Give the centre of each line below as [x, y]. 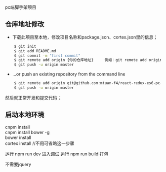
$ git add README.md [35, 51]
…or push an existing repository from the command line [69, 74]
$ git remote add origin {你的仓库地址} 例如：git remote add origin [88, 60]
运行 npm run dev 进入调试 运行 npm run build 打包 [57, 154]
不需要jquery [18, 164]
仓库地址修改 [25, 24]
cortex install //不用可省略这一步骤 [40, 143]
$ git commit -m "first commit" [47, 56]
